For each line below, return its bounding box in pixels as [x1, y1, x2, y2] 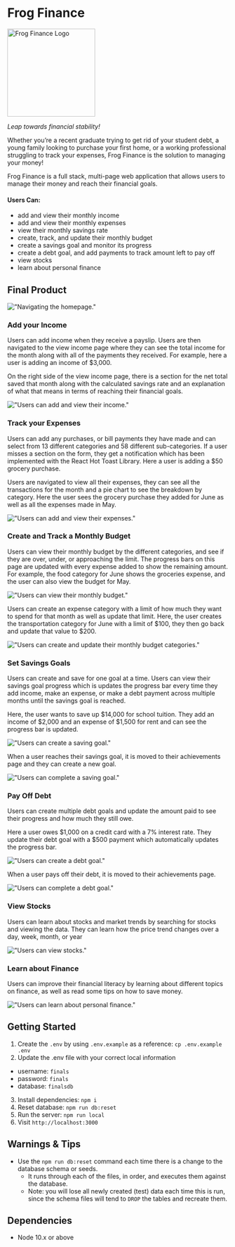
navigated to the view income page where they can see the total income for [7, 343, 226, 352]
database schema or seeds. [17, 1164, 98, 1172]
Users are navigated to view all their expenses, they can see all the [7, 478, 201, 486]
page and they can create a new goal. [7, 760, 117, 768]
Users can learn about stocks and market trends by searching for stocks [7, 917, 216, 926]
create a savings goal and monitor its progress [17, 241, 152, 250]
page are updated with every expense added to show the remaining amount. [7, 562, 228, 570]
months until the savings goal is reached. [7, 696, 126, 705]
